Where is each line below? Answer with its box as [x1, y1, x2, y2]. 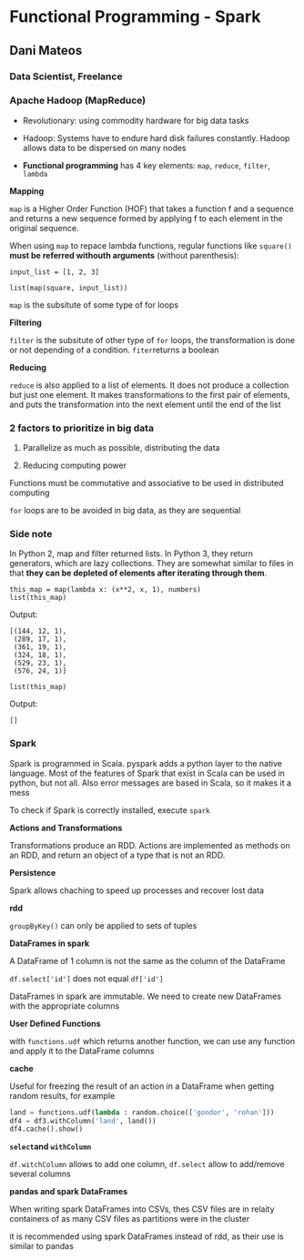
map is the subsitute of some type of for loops [9, 299, 179, 310]
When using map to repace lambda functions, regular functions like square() [9, 239, 293, 251]
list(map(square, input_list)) [9, 283, 128, 292]
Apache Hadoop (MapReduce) [9, 94, 147, 107]
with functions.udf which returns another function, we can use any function [9, 1035, 296, 1046]
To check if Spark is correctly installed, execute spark [9, 804, 211, 816]
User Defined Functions [9, 1018, 102, 1029]
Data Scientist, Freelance [9, 70, 123, 83]
